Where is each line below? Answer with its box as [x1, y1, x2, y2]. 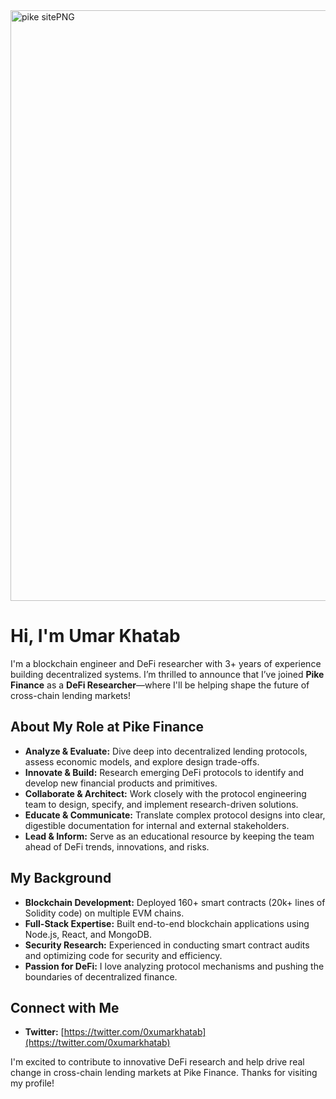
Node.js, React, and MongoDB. [24, 928, 153, 940]
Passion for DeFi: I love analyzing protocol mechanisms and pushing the [24, 960, 325, 972]
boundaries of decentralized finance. [24, 970, 178, 983]
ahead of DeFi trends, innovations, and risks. [24, 840, 210, 853]
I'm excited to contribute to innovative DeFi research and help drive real [10, 1056, 305, 1068]
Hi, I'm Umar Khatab [10, 625, 181, 648]
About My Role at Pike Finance [10, 719, 205, 736]
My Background [10, 870, 112, 887]
